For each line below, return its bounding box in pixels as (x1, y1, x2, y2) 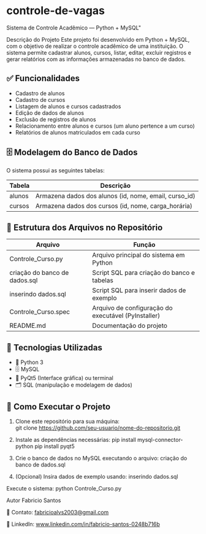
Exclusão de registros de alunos (15, 115, 96, 123)
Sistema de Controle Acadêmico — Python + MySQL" (6, 24, 141, 31)
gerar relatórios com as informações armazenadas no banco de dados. (6, 55, 186, 63)
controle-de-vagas (6, 4, 105, 18)
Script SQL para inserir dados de (91, 286, 186, 295)
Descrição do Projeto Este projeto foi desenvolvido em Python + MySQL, (6, 36, 190, 43)
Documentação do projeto (91, 322, 167, 330)
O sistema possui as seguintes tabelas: (6, 166, 105, 174)
